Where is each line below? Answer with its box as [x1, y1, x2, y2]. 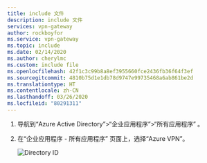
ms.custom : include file [7, 61, 79, 68]
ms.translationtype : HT [7, 81, 76, 88]
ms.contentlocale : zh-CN [7, 87, 79, 94]
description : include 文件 [7, 17, 83, 23]
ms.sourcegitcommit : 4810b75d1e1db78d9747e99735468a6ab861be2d [7, 74, 194, 81]
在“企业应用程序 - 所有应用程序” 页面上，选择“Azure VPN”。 [17, 134, 189, 142]
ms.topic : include [7, 42, 60, 49]
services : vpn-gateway [7, 23, 73, 30]
